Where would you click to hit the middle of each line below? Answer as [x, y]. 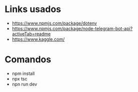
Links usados [33, 9]
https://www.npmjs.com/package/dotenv [54, 23]
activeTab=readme [31, 34]
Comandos [28, 60]
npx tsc [20, 78]
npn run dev [24, 84]
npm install [23, 73]
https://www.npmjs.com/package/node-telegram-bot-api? [72, 28]
